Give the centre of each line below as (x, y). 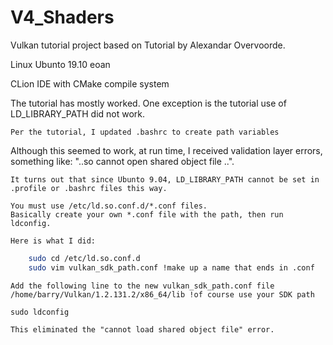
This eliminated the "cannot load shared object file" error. (142, 329)
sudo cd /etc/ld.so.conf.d (84, 258)
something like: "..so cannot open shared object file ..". (122, 161)
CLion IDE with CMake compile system (90, 83)
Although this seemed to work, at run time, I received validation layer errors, (166, 150)
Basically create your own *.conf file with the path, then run (147, 214)
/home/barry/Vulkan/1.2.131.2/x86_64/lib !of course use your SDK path (162, 294)
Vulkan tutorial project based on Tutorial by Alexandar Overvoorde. (148, 45)
